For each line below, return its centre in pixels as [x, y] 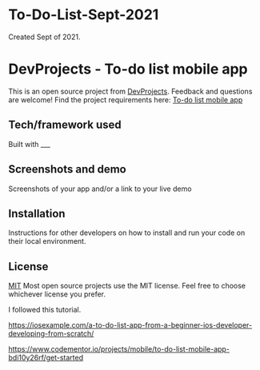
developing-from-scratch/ [51, 334]
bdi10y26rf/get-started [46, 358]
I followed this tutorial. [45, 310]
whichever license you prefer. [57, 294]
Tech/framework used [65, 125]
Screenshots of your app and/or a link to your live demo [100, 189]
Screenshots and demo [67, 169]
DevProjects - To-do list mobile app [128, 69]
